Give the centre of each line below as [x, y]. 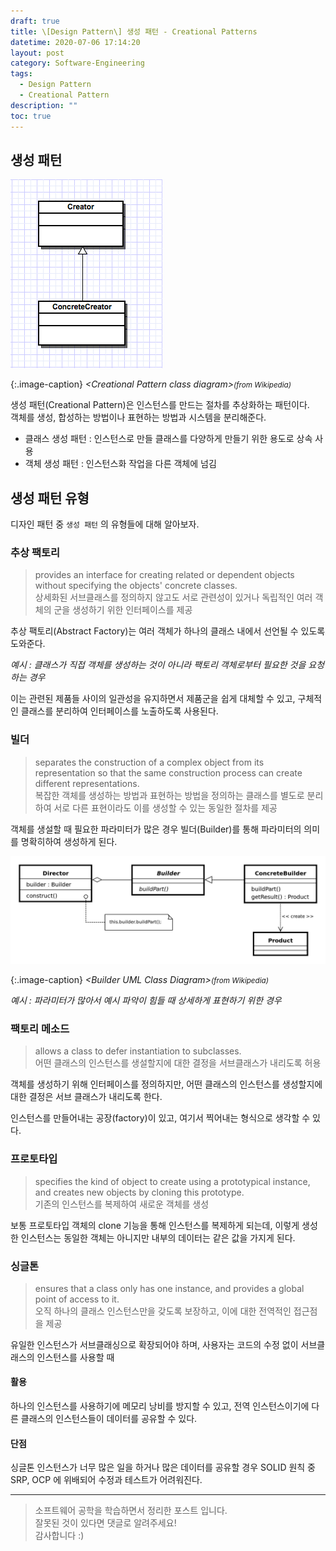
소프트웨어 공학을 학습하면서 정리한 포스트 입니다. [131, 1511]
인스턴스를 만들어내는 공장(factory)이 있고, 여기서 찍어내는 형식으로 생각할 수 [160, 1118]
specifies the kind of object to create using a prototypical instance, [172, 1181]
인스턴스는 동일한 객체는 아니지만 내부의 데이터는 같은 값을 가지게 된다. [158, 1237]
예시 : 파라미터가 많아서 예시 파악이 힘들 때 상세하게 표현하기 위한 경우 [146, 1000]
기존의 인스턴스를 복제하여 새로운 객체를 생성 [122, 1204]
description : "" [44, 105]
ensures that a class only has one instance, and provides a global [169, 1288]
